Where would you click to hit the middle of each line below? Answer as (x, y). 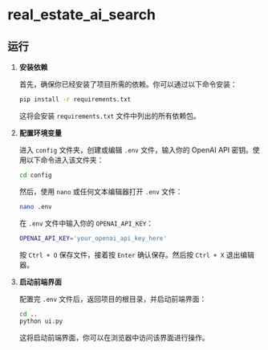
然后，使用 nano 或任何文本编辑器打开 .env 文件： (101, 191)
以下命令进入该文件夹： (65, 160)
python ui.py (41, 322)
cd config (36, 175)
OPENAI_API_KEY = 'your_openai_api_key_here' (93, 238)
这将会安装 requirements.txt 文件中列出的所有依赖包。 (110, 116)
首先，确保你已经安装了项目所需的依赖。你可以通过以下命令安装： (128, 84)
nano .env (36, 206)
